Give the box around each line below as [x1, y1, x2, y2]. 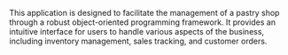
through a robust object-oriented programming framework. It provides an [9, 17, 276, 27]
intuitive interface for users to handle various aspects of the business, [9, 27, 264, 36]
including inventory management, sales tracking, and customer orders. [9, 35, 268, 46]
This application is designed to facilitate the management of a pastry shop [9, 8, 280, 18]
